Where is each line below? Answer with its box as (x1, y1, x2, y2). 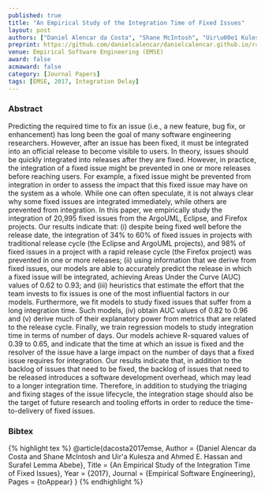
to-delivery (8, 406, 44, 415)
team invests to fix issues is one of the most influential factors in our (8, 288, 230, 298)
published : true (8, 11, 62, 20)
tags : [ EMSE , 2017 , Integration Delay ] (8, 77, 140, 85)
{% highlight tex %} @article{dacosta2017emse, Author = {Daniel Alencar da (8, 444, 256, 453)
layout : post (8, 26, 51, 34)
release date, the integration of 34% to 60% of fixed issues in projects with (8, 230, 252, 240)
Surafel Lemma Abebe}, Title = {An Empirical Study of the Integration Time (8, 460, 251, 470)
